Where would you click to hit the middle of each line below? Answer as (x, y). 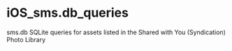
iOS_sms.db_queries (67, 13)
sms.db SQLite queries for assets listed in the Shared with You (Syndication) (116, 32)
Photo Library (26, 39)
